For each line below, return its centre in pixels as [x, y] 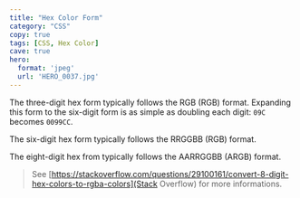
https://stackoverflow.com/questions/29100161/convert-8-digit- [170, 174]
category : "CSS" [40, 26]
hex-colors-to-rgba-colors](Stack [95, 184]
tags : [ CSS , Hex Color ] [54, 43]
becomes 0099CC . [41, 121]
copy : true [30, 34]
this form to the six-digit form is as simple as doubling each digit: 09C [137, 112]
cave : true [30, 52]
